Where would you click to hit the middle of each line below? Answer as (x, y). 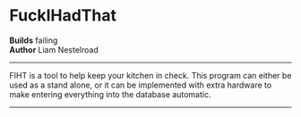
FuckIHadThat (63, 16)
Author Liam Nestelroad (54, 49)
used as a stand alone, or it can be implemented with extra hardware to (141, 85)
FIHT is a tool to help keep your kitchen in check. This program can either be (150, 75)
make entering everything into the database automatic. (110, 94)
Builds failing (34, 40)
